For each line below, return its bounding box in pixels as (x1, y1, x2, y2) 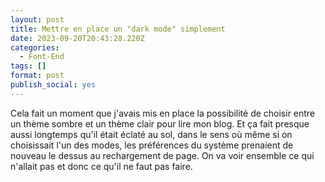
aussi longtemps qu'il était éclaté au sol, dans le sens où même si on (10, 128, 293, 140)
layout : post (10, 14, 65, 25)
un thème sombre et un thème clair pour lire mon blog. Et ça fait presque (10, 117, 310, 130)
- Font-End (19, 52, 65, 62)
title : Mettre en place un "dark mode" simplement (10, 24, 226, 34)
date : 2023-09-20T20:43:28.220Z (10, 33, 145, 43)
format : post (10, 71, 65, 81)
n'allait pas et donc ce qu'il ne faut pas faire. (10, 160, 193, 172)
